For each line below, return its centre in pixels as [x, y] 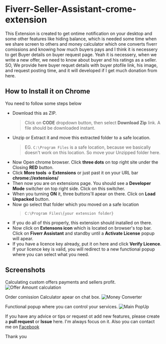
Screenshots [25, 270]
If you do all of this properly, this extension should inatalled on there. [82, 223]
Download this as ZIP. [34, 113]
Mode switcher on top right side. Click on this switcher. [69, 188]
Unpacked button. [31, 199]
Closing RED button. [33, 167]
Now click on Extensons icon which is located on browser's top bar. [82, 228]
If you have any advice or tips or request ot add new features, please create [83, 316]
